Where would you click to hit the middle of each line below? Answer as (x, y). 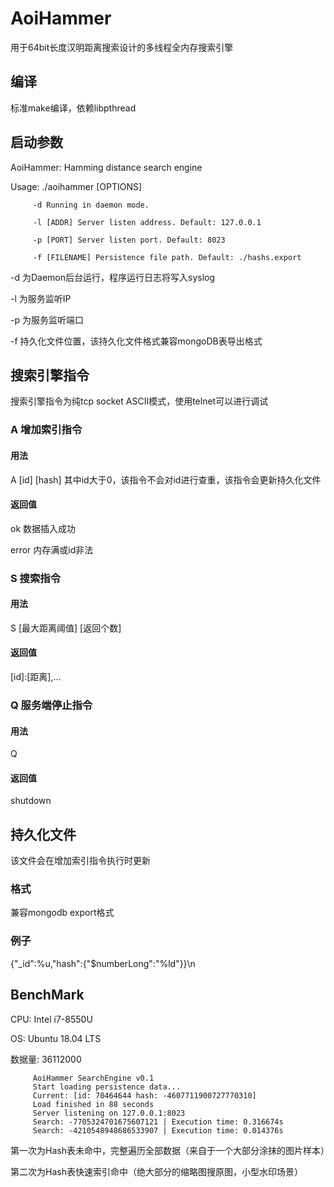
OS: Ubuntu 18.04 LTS (56, 1038)
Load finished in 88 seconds (93, 1104)
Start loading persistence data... (107, 1087)
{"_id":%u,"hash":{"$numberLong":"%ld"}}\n (103, 963)
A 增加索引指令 (46, 430)
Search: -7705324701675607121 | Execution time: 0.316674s (158, 1122)
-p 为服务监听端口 (47, 319)
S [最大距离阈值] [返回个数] (66, 628)
